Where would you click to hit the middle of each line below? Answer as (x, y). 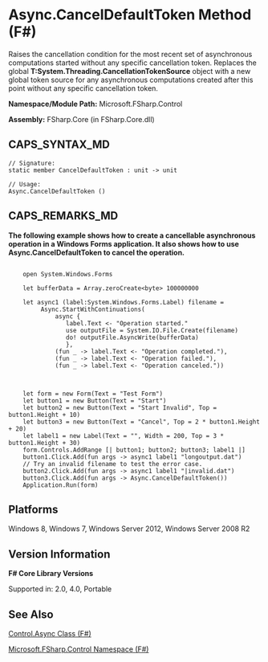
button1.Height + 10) (45, 415)
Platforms (33, 509)
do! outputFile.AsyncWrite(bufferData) (132, 337)
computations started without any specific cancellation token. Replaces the (132, 63)
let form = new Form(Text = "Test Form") (93, 394)
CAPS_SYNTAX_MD (59, 145)
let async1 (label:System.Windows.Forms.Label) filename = (124, 302)
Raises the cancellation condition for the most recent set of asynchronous (130, 54)
